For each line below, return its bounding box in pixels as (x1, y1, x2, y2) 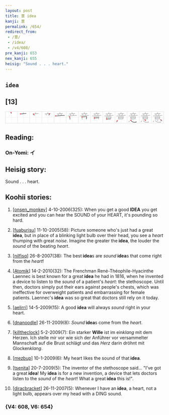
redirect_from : (5, 29, 37, 35)
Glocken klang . (12, 345, 43, 351)
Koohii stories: (5, 193, 52, 201)
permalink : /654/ (5, 24, 42, 29)
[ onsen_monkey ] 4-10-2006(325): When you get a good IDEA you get (12, 206, 157, 213)
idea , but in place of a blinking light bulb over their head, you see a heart (12, 232, 163, 238)
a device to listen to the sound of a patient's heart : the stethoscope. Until (12, 279, 164, 285)
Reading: (5, 133, 34, 142)
